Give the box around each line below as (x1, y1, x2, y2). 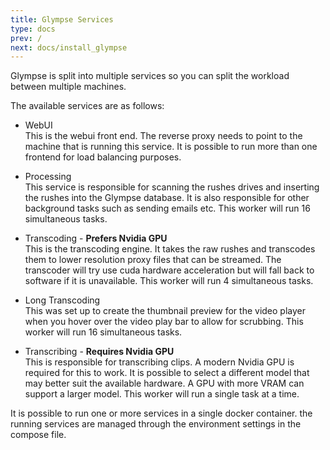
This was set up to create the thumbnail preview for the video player (24, 305, 306, 317)
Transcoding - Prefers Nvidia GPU (24, 232, 168, 245)
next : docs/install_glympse (10, 42, 128, 53)
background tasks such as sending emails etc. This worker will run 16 (24, 202, 311, 215)
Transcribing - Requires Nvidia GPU (24, 346, 175, 358)
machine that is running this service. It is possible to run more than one (24, 141, 318, 153)
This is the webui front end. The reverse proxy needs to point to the (24, 130, 303, 142)
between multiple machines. (10, 81, 127, 93)
